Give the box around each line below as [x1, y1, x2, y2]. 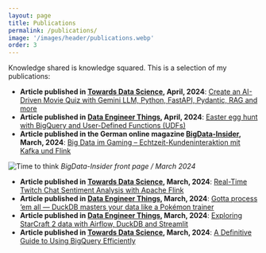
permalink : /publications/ [8, 26, 98, 34]
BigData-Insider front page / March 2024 [60, 162, 196, 171]
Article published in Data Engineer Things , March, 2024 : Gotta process [19, 194, 258, 204]
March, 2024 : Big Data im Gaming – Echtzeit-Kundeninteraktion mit [19, 138, 241, 147]
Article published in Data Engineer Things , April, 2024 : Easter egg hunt [19, 112, 258, 122]
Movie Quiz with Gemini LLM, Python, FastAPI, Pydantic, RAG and [43, 95, 258, 105]
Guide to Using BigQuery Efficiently [19, 236, 137, 246]
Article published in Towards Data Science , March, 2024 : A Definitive [19, 228, 253, 237]
